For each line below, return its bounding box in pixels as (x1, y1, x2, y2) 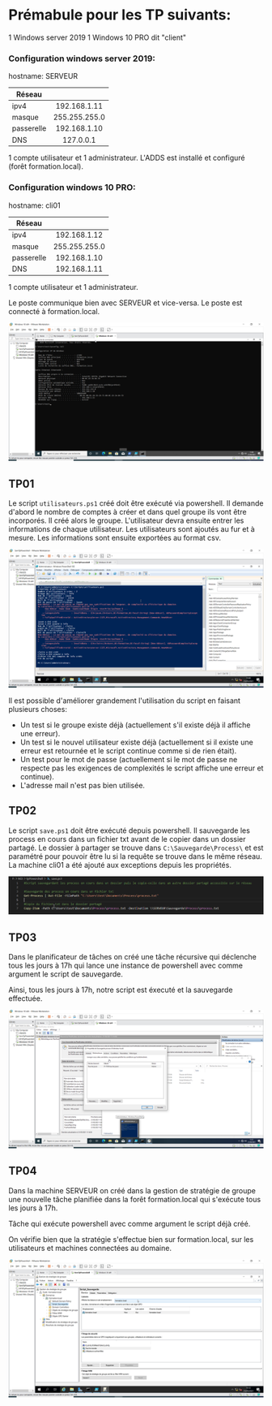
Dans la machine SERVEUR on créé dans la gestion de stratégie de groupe (8, 1185, 257, 1195)
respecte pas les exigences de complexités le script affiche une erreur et (19, 763, 264, 773)
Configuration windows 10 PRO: (8, 182, 136, 193)
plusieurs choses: (8, 704, 67, 714)
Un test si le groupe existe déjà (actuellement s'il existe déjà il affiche (19, 720, 251, 730)
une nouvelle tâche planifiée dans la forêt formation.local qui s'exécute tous (8, 1194, 261, 1204)
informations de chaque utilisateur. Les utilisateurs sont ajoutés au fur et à (8, 524, 255, 534)
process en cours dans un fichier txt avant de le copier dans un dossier (8, 834, 246, 843)
